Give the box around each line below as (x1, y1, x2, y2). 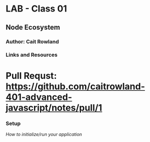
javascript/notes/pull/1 (6, 102, 102, 113)
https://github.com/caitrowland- (6, 81, 145, 92)
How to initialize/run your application (6, 131, 82, 137)
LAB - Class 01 (6, 3, 67, 15)
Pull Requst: (6, 70, 57, 81)
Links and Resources (6, 51, 58, 58)
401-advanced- (6, 91, 72, 103)
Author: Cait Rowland (6, 38, 59, 45)
